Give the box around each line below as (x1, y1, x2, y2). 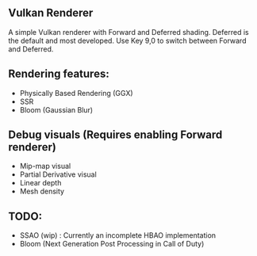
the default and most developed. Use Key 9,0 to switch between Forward (8, 36, 247, 45)
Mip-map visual (19, 162, 71, 171)
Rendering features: (8, 67, 109, 81)
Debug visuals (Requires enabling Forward (8, 128, 223, 142)
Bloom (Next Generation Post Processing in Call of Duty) (19, 239, 205, 249)
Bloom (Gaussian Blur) (19, 105, 94, 114)
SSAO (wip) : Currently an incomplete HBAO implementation (19, 231, 217, 240)
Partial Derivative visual (19, 170, 97, 179)
